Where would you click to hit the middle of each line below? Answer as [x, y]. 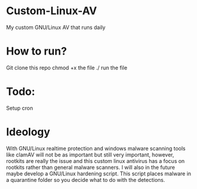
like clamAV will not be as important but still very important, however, [90, 155]
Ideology [28, 132]
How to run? [36, 51]
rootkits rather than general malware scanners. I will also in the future [91, 167]
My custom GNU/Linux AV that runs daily [56, 27]
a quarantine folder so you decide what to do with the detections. [86, 180]
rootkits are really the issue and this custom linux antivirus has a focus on [96, 161]
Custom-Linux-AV [52, 11]
